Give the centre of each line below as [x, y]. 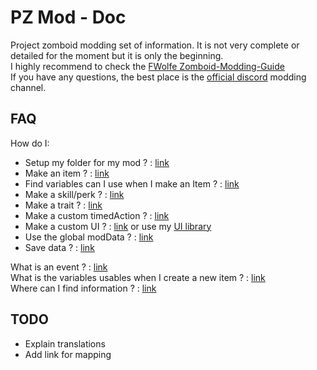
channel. [28, 87]
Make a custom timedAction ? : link [97, 215]
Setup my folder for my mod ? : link [97, 162]
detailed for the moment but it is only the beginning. [117, 55]
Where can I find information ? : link [83, 288]
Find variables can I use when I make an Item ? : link [132, 183]
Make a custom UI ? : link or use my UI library [118, 226]
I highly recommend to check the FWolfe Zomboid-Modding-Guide [147, 66]
